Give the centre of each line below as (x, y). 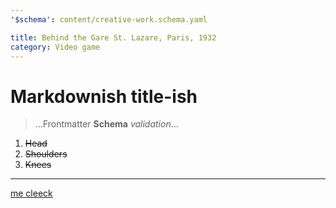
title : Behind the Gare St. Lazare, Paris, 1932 (113, 37)
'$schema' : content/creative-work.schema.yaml (109, 19)
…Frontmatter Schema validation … (106, 124)
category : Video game (55, 47)
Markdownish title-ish (104, 96)
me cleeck (31, 193)
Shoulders (46, 154)
